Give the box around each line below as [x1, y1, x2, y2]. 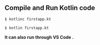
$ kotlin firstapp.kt [4, 25, 49, 30]
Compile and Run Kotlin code [4, 4, 96, 12]
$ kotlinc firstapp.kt [4, 16, 51, 21]
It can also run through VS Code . [4, 34, 74, 40]
